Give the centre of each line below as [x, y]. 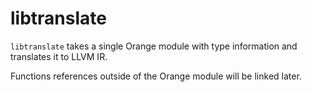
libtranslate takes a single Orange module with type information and [154, 46]
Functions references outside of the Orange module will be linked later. [156, 76]
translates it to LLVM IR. [59, 56]
